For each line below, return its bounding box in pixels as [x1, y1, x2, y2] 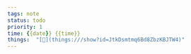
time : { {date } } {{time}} [7, 29, 81, 37]
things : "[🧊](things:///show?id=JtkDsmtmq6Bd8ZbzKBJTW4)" [7, 36, 185, 43]
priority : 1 [7, 23, 42, 30]
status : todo [7, 17, 46, 24]
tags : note [7, 10, 40, 18]
